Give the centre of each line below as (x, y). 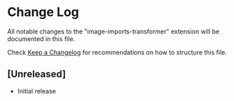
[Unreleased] (37, 74)
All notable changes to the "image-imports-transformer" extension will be (113, 31)
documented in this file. (41, 38)
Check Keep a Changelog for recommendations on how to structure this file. (117, 52)
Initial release (36, 91)
